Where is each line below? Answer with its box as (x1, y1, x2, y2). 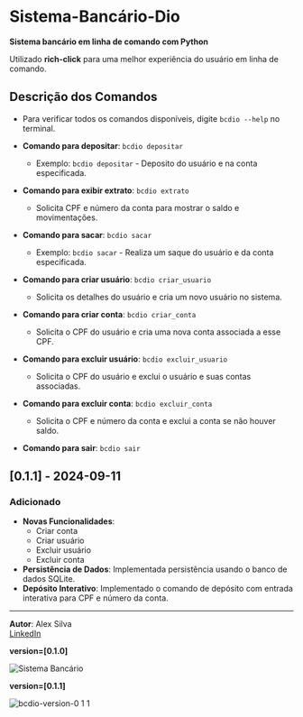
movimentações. (35, 212, 98, 223)
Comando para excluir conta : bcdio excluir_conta (22, 398, 213, 409)
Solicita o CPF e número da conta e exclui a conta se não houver (35, 415, 277, 426)
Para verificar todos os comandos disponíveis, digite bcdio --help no (22, 113, 280, 124)
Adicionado (9, 496, 61, 509)
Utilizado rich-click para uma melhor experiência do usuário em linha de (9, 53, 280, 64)
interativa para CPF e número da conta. (22, 593, 169, 603)
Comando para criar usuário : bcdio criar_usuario (22, 273, 212, 285)
